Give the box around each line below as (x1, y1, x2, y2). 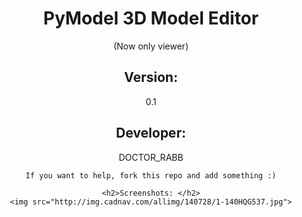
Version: (124, 69, 178, 86)
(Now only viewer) (112, 40, 190, 52)
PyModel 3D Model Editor (42, 7, 260, 30)
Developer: (116, 125, 186, 142)
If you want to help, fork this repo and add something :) (25, 170, 277, 181)
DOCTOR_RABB (118, 151, 184, 163)
